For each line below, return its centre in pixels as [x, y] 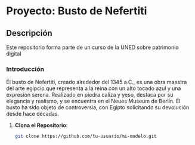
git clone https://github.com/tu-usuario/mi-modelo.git [86, 136]
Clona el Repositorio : [41, 125]
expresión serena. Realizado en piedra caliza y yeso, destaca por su [90, 95]
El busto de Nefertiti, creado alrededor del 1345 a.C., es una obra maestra [97, 82]
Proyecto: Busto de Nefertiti [77, 11]
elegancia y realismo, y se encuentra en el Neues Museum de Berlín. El [93, 101]
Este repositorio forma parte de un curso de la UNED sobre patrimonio [92, 47]
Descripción [29, 33]
